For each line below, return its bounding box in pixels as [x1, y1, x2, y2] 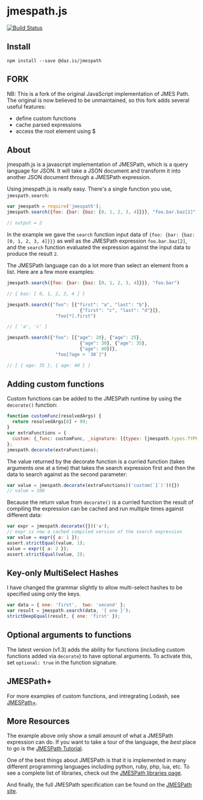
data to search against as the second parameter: [7, 471, 128, 478]
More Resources [7, 716, 70, 726]
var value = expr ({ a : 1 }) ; [7, 535, 80, 541]
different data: [7, 512, 42, 519]
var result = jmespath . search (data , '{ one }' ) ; [7, 608, 131, 614]
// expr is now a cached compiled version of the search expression [7, 529, 183, 535]
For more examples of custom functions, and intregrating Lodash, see [7, 692, 180, 699]
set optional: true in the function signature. [7, 659, 117, 666]
